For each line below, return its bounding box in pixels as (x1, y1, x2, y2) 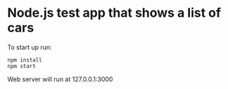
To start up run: (7, 43, 52, 51)
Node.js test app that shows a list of (7, 5, 222, 21)
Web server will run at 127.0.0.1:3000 (7, 75, 113, 83)
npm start (7, 62, 37, 69)
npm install (7, 56, 42, 64)
